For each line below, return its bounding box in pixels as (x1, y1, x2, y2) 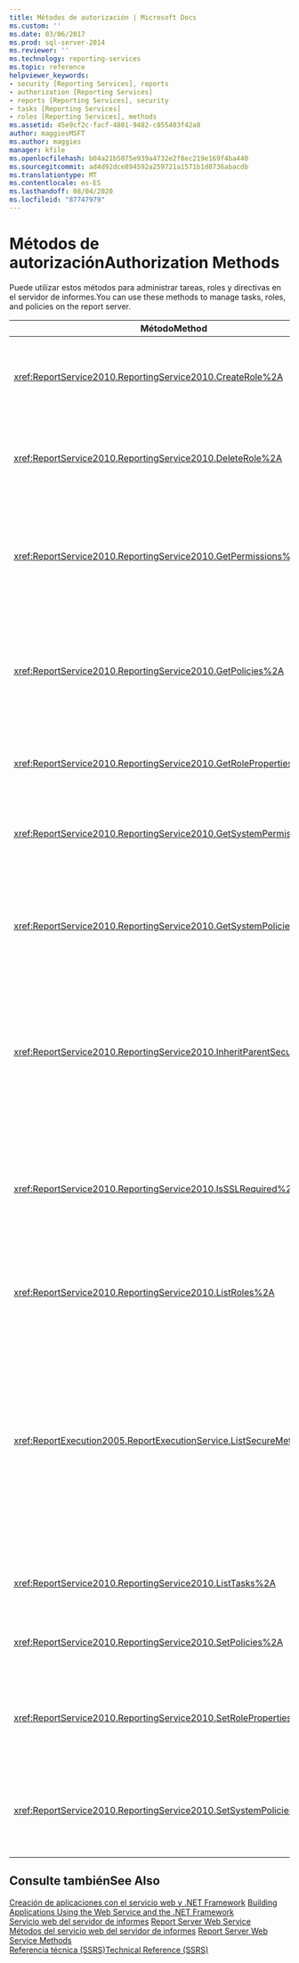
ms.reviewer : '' (9, 46, 69, 55)
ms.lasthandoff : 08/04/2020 (9, 187, 114, 196)
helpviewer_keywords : (9, 71, 90, 80)
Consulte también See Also (9, 1873, 160, 1889)
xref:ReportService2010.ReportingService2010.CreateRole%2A (13, 371, 284, 383)
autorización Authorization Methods (9, 253, 280, 273)
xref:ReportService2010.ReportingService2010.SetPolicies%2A (13, 1636, 283, 1648)
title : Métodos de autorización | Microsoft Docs (9, 12, 198, 22)
